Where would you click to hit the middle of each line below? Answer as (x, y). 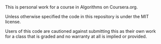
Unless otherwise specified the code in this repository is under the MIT (77, 16)
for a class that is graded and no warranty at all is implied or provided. (76, 36)
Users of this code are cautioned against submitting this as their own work (80, 31)
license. (13, 22)
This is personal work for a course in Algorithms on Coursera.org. (71, 7)
